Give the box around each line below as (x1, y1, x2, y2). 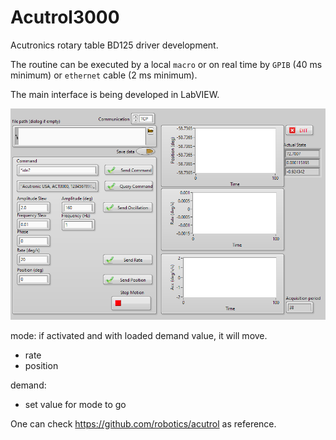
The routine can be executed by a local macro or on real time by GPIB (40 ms (10, 58, 323, 70)
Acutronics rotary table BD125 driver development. (10, 39, 219, 51)
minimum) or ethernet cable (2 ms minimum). (10, 69, 198, 81)
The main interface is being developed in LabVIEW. (10, 88, 220, 100)
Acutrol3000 (10, 6, 120, 29)
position (24, 359, 59, 371)
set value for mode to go (24, 398, 127, 410)
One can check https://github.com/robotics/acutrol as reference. (10, 417, 277, 430)
